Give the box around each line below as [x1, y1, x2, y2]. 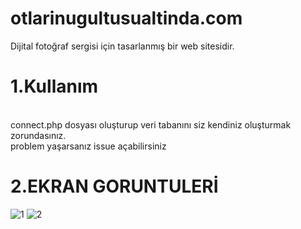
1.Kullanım [10, 75, 99, 98]
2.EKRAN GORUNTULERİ [10, 175, 219, 198]
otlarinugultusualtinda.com [10, 7, 243, 30]
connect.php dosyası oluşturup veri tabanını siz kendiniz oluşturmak [10, 118, 292, 131]
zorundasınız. [10, 129, 67, 141]
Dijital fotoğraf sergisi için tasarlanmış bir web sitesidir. [10, 40, 235, 52]
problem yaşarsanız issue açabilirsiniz [10, 140, 167, 152]
